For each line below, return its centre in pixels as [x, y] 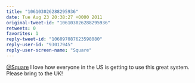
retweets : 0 [21, 28]
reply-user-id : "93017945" [40, 45]
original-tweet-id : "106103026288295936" [58, 23]
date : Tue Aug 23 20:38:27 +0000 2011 [54, 17]
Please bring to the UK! [35, 73]
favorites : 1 [22, 34]
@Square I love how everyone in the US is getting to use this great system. [98, 67]
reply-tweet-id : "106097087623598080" [54, 39]
